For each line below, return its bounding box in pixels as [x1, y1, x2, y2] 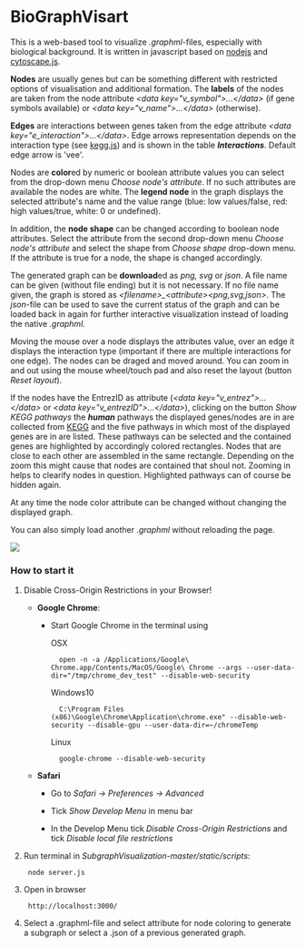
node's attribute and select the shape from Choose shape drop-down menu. [10, 242, 296, 253]
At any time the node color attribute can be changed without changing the [10, 496, 287, 507]
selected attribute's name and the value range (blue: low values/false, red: [10, 196, 289, 207]
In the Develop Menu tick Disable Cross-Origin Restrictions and [50, 823, 288, 834]
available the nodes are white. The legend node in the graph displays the [10, 186, 284, 197]
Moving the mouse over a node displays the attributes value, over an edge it [10, 335, 295, 347]
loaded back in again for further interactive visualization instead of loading [10, 308, 289, 320]
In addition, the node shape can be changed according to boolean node [10, 223, 280, 234]
